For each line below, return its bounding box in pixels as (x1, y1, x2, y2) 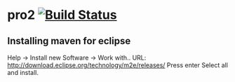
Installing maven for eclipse (7, 35, 131, 47)
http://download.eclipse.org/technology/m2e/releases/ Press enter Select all (7, 61, 228, 69)
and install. (7, 69, 39, 76)
